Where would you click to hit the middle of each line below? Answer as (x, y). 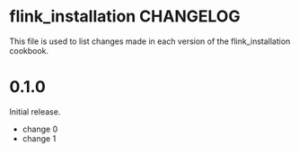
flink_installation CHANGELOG (125, 17)
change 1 (39, 138)
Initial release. (35, 111)
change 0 (40, 129)
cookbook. (29, 50)
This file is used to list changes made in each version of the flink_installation (150, 41)
